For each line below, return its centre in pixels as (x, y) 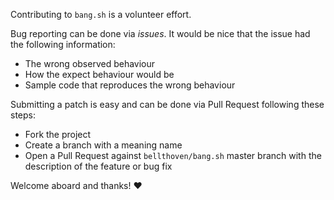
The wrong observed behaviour (90, 63)
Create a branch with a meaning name (103, 145)
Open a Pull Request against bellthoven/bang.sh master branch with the (173, 155)
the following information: (63, 44)
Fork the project (58, 134)
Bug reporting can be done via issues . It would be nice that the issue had (160, 33)
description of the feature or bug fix (98, 166)
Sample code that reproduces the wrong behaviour (130, 85)
